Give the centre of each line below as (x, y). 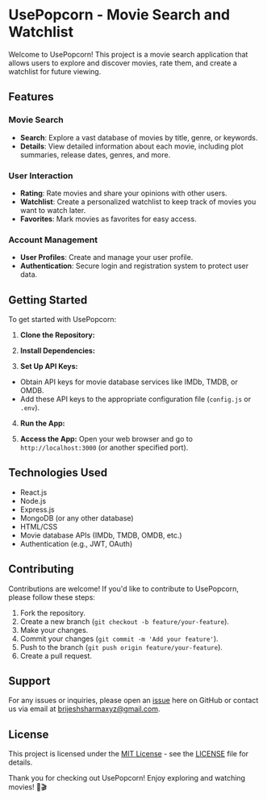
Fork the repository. (53, 613)
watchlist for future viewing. (55, 71)
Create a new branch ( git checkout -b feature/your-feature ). (125, 621)
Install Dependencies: (57, 351)
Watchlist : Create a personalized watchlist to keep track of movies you (138, 201)
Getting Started (48, 300)
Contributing (41, 570)
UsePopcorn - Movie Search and (119, 15)
